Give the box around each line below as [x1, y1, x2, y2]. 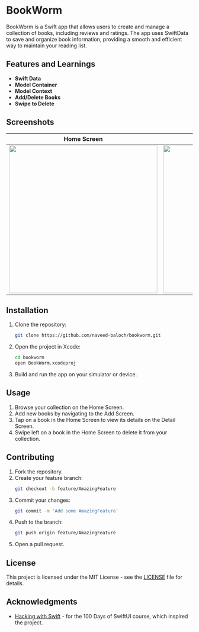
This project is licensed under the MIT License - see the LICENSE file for [6, 573, 182, 581]
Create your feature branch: [14, 474, 83, 481]
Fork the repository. [14, 468, 63, 475]
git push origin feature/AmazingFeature [14, 530, 116, 536]
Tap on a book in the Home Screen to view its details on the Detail [14, 416, 176, 423]
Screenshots [6, 117, 54, 127]
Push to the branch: [14, 518, 63, 525]
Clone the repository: [14, 321, 67, 328]
